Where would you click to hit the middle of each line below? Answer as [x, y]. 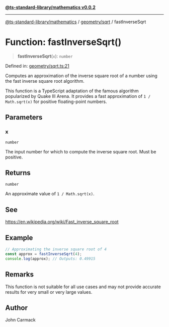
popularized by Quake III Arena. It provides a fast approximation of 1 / [78, 96]
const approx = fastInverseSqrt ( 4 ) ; [44, 254]
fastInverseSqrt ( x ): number [45, 56]
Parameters [24, 117]
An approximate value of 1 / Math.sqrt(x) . [50, 194]
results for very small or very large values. [49, 292]
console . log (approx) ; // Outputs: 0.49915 [50, 259]
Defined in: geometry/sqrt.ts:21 [37, 66]
